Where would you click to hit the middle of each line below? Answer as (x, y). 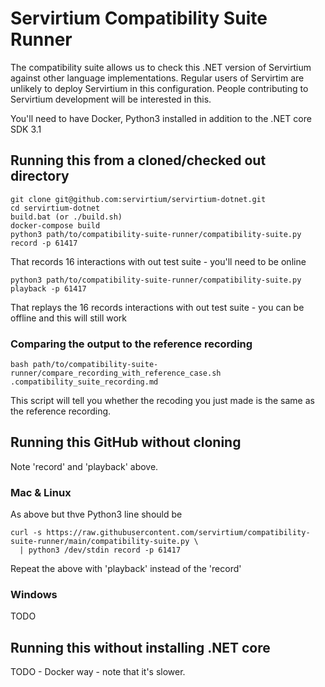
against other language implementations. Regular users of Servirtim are (157, 78)
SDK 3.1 (26, 129)
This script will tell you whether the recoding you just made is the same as (162, 401)
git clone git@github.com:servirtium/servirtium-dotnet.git (138, 199)
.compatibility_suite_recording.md (84, 382)
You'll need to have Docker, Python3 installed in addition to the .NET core (161, 118)
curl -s (26, 533)
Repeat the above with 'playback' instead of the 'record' (126, 569)
